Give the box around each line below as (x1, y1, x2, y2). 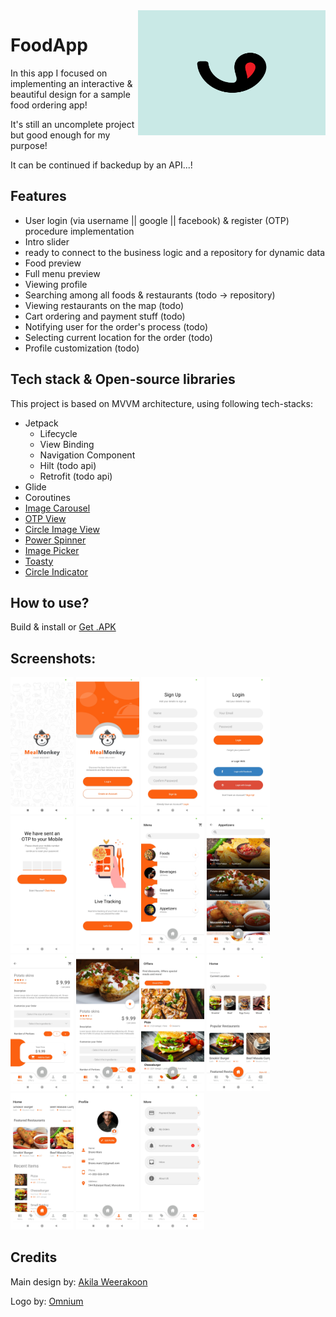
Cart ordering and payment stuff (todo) (24, 310, 186, 322)
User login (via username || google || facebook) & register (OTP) (24, 214, 290, 226)
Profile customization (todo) (24, 342, 140, 354)
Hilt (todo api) (39, 459, 97, 471)
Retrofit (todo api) (39, 470, 113, 482)
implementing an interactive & (10, 77, 133, 89)
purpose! (10, 139, 48, 151)
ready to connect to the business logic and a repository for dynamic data (24, 246, 326, 258)
